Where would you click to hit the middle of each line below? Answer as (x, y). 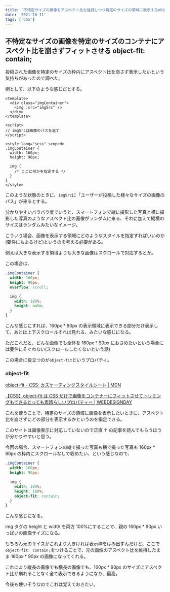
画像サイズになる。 (43, 533)
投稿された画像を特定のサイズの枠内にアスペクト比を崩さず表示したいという (85, 72)
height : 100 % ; (29, 491)
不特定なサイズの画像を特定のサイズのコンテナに (81, 41)
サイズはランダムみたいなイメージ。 (43, 225)
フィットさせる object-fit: (105, 51)
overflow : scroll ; (29, 287)
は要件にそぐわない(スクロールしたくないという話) (58, 349)
